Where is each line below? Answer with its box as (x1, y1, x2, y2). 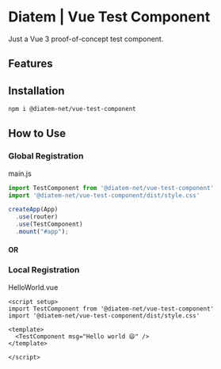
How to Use (8, 127, 67, 140)
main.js (8, 169, 32, 178)
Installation (8, 84, 65, 97)
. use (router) (15, 213, 59, 221)
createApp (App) (8, 206, 59, 214)
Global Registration (8, 150, 84, 162)
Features (8, 57, 53, 70)
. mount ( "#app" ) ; (15, 228, 69, 236)
